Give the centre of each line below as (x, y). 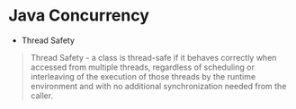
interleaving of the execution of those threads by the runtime (143, 76)
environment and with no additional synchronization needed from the (158, 86)
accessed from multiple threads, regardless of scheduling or (143, 67)
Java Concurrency (79, 16)
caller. (42, 96)
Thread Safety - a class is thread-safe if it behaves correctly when (153, 57)
